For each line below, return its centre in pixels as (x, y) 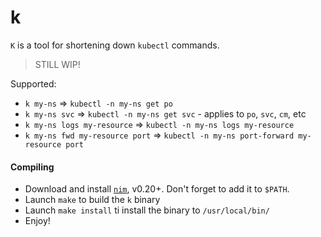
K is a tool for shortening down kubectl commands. (115, 45)
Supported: (33, 83)
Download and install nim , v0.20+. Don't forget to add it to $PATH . (157, 189)
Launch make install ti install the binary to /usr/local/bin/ (147, 210)
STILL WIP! (57, 64)
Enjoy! (37, 221)
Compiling (32, 167)
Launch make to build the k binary (92, 200)
